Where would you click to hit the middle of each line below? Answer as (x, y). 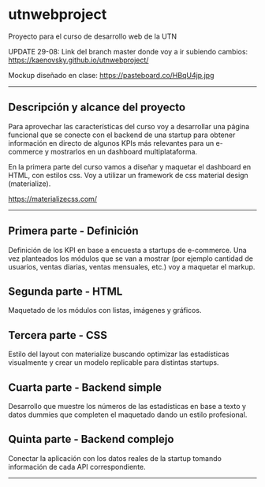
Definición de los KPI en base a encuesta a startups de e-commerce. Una (127, 250)
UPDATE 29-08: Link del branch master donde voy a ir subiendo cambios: (128, 51)
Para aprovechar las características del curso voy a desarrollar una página (129, 126)
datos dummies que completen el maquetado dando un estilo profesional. (128, 415)
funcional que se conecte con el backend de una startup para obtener (122, 135)
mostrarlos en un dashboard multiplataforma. (124, 151)
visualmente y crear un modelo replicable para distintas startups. (114, 362)
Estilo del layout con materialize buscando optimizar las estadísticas (119, 354)
